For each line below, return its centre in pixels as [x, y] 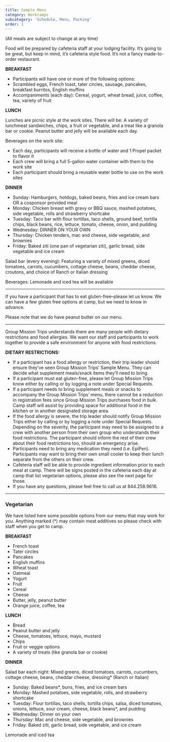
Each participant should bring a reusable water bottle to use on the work [88, 172]
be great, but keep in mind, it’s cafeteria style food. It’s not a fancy [74, 54]
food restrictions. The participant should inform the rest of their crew [84, 438]
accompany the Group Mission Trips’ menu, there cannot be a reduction [88, 395]
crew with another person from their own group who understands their [86, 432]
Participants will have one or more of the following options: [74, 79]
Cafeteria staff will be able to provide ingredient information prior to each [89, 465]
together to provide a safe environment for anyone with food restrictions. [81, 343]
